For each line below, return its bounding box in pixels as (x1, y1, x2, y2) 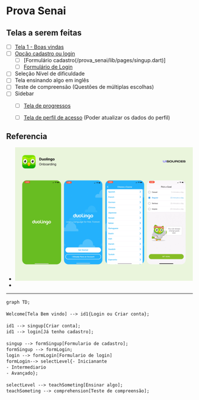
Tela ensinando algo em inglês (14, 77, 89, 84)
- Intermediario (6, 364, 46, 370)
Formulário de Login (23, 63, 73, 70)
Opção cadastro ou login (14, 50, 75, 57)
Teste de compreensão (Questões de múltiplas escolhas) (14, 83, 154, 91)
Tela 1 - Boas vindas (14, 43, 64, 50)
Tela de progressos (23, 102, 71, 109)
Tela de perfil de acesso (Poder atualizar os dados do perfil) (23, 114, 171, 121)
